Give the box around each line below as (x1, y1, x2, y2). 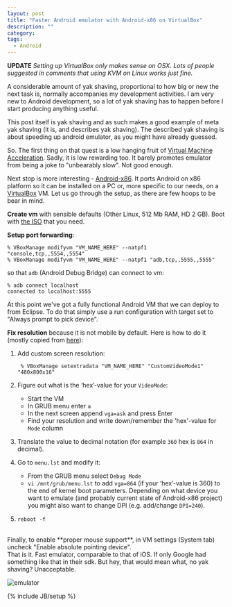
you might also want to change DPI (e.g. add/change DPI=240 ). (27, 501, 206, 509)
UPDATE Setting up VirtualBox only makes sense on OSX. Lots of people (7, 62, 215, 69)
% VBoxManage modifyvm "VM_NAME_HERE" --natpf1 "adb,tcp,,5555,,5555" (7, 256, 215, 263)
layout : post (7, 10, 45, 17)
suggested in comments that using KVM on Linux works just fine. (7, 69, 193, 77)
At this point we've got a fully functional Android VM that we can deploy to (7, 300, 220, 308)
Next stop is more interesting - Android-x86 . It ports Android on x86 (7, 174, 201, 183)
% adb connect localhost (7, 282, 79, 289)
